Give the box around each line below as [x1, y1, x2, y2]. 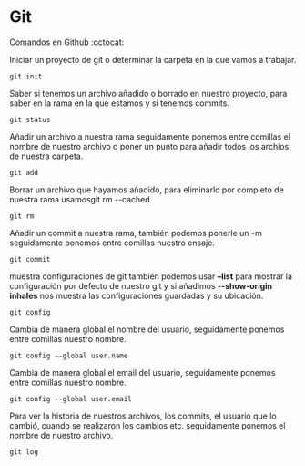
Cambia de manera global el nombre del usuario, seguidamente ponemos [9, 324, 285, 335]
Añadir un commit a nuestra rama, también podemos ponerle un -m [9, 227, 262, 238]
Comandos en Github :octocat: [9, 36, 125, 47]
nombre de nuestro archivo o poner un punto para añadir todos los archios [9, 140, 290, 151]
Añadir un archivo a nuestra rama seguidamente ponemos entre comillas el [9, 130, 291, 142]
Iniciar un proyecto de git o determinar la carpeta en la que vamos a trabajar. [9, 54, 297, 65]
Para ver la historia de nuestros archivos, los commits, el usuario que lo [9, 410, 277, 421]
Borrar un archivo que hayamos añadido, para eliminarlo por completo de [9, 184, 284, 195]
